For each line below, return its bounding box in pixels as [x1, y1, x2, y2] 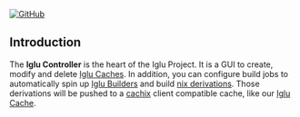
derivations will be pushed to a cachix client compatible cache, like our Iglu [9, 87, 291, 99]
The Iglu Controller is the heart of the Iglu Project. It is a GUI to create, [9, 59, 274, 70]
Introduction [9, 34, 82, 50]
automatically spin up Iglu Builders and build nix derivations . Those [9, 78, 261, 89]
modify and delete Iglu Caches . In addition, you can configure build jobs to [9, 68, 289, 79]
